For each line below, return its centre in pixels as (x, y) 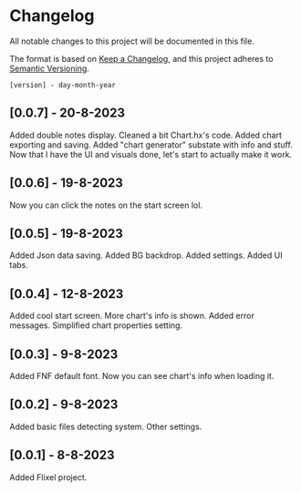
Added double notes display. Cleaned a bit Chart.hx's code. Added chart (146, 135)
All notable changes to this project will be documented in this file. (132, 41)
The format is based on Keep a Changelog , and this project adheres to (141, 58)
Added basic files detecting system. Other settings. (106, 426)
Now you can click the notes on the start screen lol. (106, 205)
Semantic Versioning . (49, 68)
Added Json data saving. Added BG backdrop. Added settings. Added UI (146, 255)
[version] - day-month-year (63, 85)
